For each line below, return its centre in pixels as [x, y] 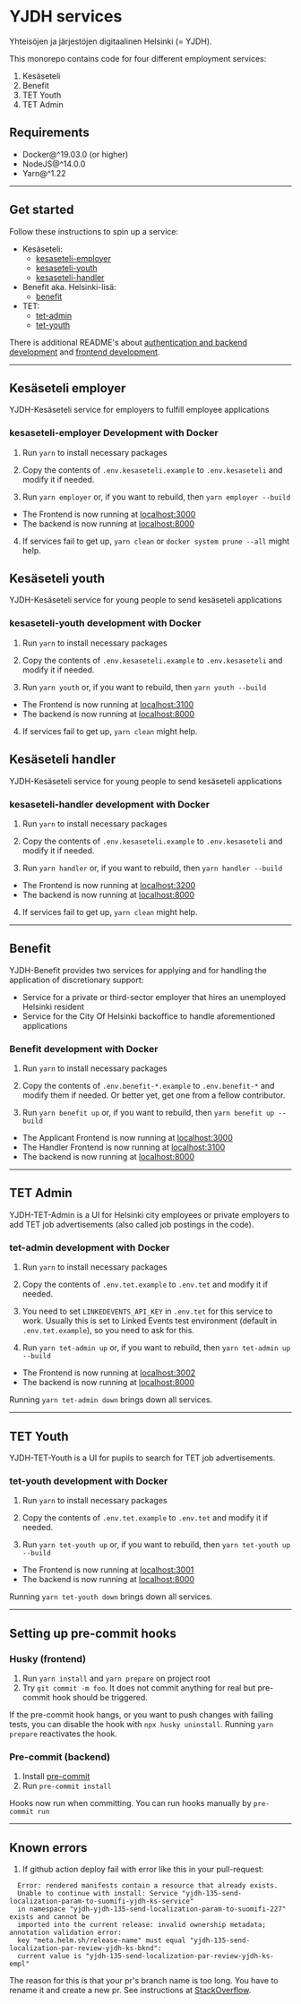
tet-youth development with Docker [89, 1481]
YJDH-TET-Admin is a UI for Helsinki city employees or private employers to [150, 1214]
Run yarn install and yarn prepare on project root [116, 1678]
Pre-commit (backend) [60, 1757]
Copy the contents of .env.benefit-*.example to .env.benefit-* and [148, 1086]
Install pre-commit [56, 1777]
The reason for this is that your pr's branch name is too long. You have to [144, 1981]
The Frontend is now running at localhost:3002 [109, 1373]
